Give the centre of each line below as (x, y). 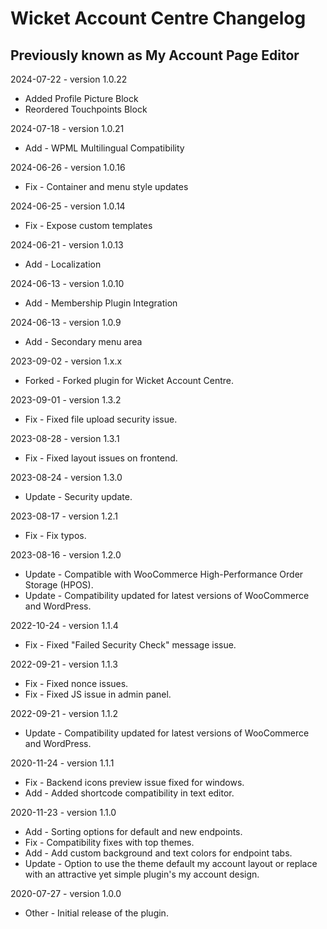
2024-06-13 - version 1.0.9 (66, 322)
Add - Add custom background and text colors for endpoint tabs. (158, 853)
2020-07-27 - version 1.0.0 (66, 893)
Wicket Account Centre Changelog (158, 18)
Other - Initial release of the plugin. (96, 913)
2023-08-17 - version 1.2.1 (64, 516)
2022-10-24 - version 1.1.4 (64, 625)
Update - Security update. (78, 496)
